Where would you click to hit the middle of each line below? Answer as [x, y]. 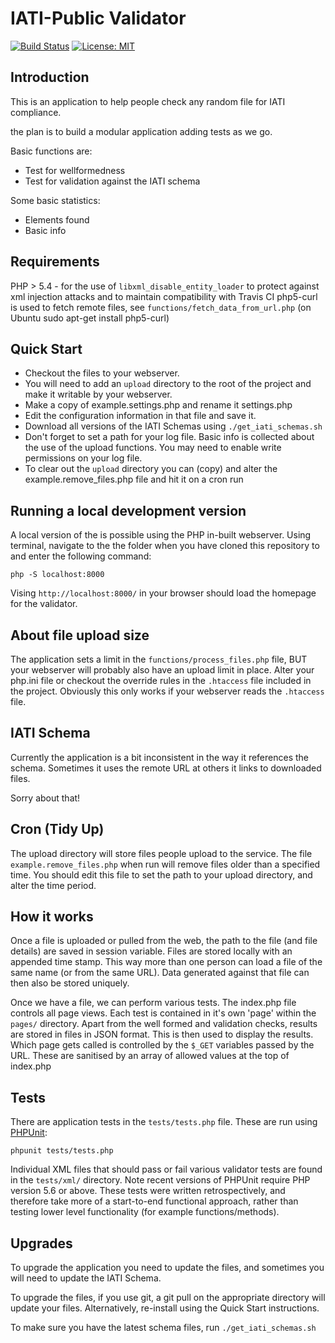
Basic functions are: [51, 151]
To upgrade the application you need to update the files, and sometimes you [167, 1268]
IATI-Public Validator [98, 18]
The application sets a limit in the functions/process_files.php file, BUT [159, 659]
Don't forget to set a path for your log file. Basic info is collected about [169, 437]
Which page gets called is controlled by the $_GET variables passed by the [162, 1045]
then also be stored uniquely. [70, 983]
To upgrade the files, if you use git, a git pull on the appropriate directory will [168, 1298]
